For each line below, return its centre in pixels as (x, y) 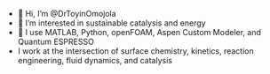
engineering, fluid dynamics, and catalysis (95, 60)
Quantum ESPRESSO (56, 41)
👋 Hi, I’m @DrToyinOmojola (67, 14)
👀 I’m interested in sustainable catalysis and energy (111, 23)
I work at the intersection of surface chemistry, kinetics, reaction (136, 51)
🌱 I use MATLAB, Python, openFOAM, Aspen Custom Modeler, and (139, 32)
